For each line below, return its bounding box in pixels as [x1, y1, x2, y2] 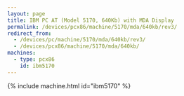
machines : [7, 50, 37, 57]
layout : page [7, 10, 46, 18]
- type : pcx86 [13, 56, 55, 63]
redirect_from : [7, 29, 52, 37]
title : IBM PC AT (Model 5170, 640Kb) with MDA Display [7, 17, 174, 24]
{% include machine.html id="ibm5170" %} [7, 81, 131, 90]
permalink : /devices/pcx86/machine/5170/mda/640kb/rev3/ [7, 23, 178, 30]
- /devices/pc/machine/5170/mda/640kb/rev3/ [13, 36, 146, 43]
